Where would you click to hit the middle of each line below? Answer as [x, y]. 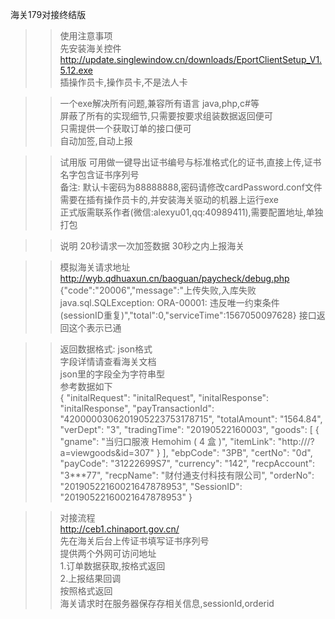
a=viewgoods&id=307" [107, 452]
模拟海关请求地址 [95, 267]
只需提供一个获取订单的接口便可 [125, 128]
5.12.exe [76, 70]
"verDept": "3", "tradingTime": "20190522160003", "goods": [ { [189, 429]
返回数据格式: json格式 [106, 349]
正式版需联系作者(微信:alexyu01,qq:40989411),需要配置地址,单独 [191, 212]
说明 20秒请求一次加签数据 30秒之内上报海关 [152, 246]
